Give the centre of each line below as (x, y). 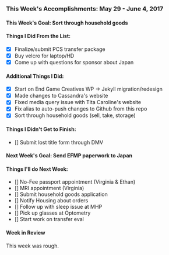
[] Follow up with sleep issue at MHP (58, 207)
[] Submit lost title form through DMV (59, 142)
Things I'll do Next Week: (37, 169)
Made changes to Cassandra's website (61, 96)
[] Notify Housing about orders (51, 201)
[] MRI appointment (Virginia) (49, 188)
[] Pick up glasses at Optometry (52, 213)
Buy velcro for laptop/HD (44, 56)
